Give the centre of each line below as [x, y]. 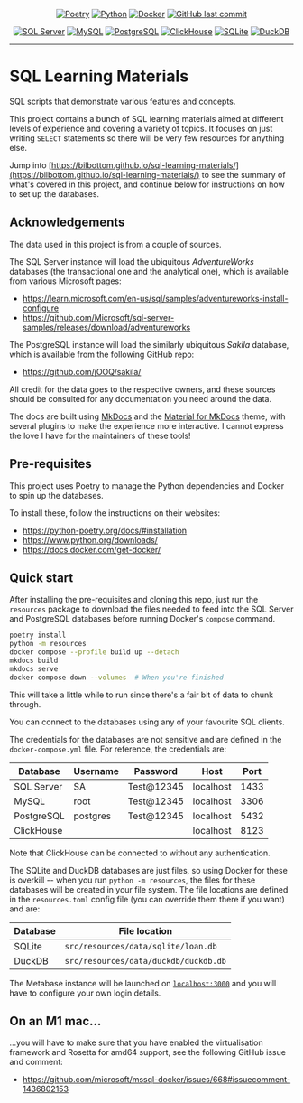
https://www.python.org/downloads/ [90, 540]
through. [25, 704]
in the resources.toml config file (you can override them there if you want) [147, 899]
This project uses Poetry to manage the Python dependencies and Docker [147, 486]
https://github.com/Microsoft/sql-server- [98, 317]
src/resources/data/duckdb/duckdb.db [146, 961]
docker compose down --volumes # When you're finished [116, 678]
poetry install [38, 636]
